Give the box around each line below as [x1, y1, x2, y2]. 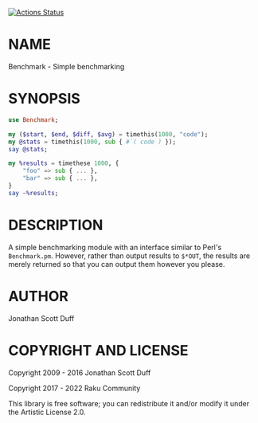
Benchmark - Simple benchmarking [8, 61, 125, 71]
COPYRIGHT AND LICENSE [8, 341, 189, 359]
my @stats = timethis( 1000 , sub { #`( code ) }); [8, 138, 177, 146]
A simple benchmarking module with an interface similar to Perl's [8, 242, 222, 252]
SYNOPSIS [8, 90, 81, 108]
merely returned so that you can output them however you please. [8, 259, 225, 268]
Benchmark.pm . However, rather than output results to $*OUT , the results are [8, 251, 251, 260]
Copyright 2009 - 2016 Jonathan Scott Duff [8, 367, 151, 378]
